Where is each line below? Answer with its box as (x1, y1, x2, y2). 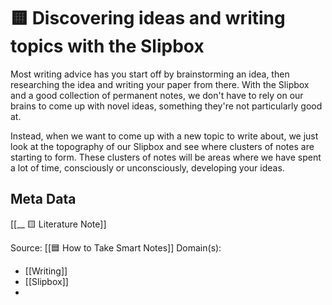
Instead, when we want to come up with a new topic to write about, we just (10, 130, 319, 142)
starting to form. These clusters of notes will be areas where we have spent (10, 151, 322, 163)
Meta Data (10, 191, 77, 208)
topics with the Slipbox (10, 35, 205, 58)
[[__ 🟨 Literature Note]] (10, 218, 107, 230)
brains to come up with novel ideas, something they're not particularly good (10, 100, 323, 112)
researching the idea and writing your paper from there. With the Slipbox (10, 78, 310, 90)
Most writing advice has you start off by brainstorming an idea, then (10, 68, 290, 80)
